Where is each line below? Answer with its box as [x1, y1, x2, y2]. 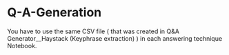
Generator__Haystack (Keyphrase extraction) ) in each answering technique [7, 34, 223, 42]
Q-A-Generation [7, 5, 102, 20]
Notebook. [7, 41, 37, 50]
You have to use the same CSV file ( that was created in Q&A [7, 27, 179, 35]
